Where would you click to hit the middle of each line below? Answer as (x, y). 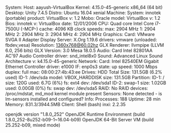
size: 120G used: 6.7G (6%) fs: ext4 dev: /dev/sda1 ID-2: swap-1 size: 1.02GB (86, 83)
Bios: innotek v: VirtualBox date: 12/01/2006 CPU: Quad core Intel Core (80, 23)
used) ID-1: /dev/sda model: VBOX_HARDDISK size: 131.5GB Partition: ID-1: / (85, 77)
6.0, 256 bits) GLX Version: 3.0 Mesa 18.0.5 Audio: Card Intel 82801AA (79, 51)
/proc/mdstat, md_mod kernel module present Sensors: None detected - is (84, 94)
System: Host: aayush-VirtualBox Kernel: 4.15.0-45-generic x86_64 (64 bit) (84, 7)
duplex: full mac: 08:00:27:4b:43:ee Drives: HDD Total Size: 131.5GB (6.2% (84, 72)
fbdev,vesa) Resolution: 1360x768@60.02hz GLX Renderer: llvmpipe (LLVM (85, 45)
